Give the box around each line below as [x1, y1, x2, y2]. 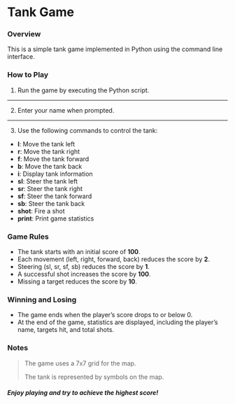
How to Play [7, 70, 49, 80]
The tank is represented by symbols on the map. [24, 372, 164, 381]
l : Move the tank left [17, 139, 76, 148]
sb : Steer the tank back [17, 199, 85, 207]
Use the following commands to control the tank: [17, 126, 158, 134]
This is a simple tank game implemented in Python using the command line [7, 45, 223, 53]
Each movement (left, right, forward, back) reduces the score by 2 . [17, 255, 210, 263]
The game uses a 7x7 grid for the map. [24, 358, 136, 368]
